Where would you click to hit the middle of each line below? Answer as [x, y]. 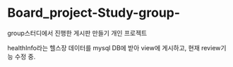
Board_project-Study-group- [94, 13]
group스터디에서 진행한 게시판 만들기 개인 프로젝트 [77, 33]
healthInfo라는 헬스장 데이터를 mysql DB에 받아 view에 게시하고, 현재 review [114, 47]
